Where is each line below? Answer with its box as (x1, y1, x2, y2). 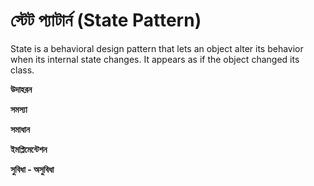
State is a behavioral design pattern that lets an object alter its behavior (10, 42, 304, 54)
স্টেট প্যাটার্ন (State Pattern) (10, 9, 202, 32)
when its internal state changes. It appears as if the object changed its (10, 53, 300, 65)
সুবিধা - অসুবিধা (10, 163, 55, 175)
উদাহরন (10, 83, 33, 95)
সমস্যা (10, 103, 28, 115)
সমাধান (10, 123, 30, 135)
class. (10, 64, 35, 76)
